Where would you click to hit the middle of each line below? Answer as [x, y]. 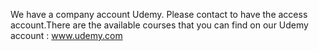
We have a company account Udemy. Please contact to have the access [159, 14]
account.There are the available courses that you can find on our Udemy [159, 25]
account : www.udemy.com [66, 35]
